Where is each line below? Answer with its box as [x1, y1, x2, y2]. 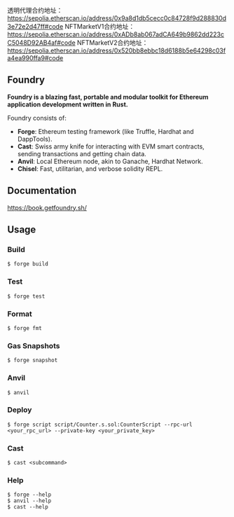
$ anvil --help [7, 497, 52, 504]
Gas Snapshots [7, 340, 60, 350]
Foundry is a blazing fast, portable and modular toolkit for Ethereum [7, 92, 209, 101]
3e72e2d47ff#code [7, 22, 64, 30]
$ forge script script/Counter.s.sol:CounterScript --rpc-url [7, 421, 193, 428]
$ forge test [7, 293, 46, 300]
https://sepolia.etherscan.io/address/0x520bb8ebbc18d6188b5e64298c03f [7, 46, 226, 55]
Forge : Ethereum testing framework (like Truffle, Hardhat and [17, 127, 194, 135]
